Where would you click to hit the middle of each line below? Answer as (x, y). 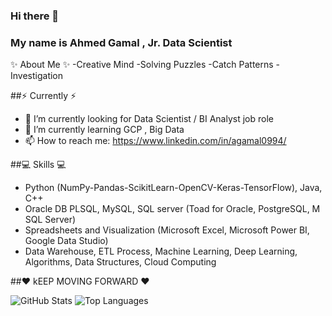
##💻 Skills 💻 (38, 165)
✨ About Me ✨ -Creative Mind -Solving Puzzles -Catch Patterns (142, 65)
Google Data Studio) (66, 241)
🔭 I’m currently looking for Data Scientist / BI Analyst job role (149, 119)
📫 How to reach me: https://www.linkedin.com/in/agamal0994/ (155, 141)
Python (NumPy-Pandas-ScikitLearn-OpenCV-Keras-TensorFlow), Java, (173, 188)
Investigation (37, 76)
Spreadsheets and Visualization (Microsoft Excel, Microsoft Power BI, (167, 230)
